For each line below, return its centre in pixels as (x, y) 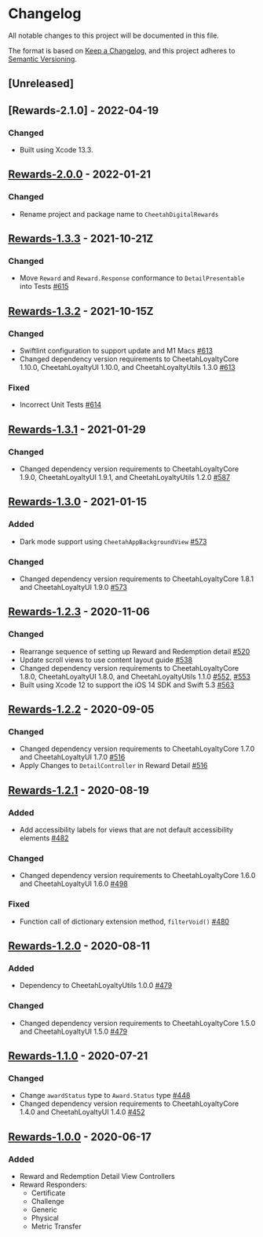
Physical (45, 1218)
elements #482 (44, 838)
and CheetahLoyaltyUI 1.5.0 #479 (73, 1031)
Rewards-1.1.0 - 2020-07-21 (78, 1056)
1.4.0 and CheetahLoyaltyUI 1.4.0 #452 (82, 1112)
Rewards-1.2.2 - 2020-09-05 (81, 710)
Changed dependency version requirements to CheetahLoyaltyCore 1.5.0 (137, 1023)
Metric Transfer (56, 1227)
